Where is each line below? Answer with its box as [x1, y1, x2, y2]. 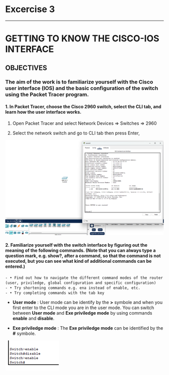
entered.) [5, 263, 25, 269]
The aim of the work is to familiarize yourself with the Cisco [5, 79, 153, 86]
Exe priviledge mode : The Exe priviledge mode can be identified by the [12, 325, 163, 331]
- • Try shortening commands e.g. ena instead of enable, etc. [5, 285, 141, 290]
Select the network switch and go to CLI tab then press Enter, [12, 130, 140, 136]
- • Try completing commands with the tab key [5, 290, 105, 295]
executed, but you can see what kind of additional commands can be [5, 258, 152, 264]
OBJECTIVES [5, 63, 47, 72]
